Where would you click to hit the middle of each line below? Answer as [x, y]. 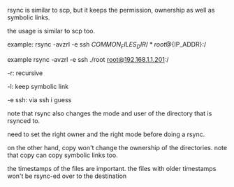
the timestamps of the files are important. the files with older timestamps [112, 168]
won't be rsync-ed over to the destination [67, 176]
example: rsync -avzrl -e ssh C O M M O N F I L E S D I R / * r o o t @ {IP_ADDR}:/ [107, 45]
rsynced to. [24, 120]
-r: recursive [25, 73]
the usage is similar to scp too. [51, 31]
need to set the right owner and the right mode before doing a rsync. [106, 134]
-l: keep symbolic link [38, 86]
